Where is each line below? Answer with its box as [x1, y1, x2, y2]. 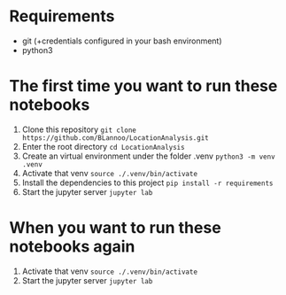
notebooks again [9, 237, 135, 257]
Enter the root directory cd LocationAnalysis [21, 141, 185, 151]
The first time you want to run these [9, 76, 278, 97]
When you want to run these [9, 218, 221, 238]
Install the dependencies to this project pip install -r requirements [21, 177, 274, 188]
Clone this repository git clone [21, 124, 137, 135]
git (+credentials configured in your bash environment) [21, 35, 223, 46]
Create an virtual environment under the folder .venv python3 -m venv [21, 151, 276, 161]
